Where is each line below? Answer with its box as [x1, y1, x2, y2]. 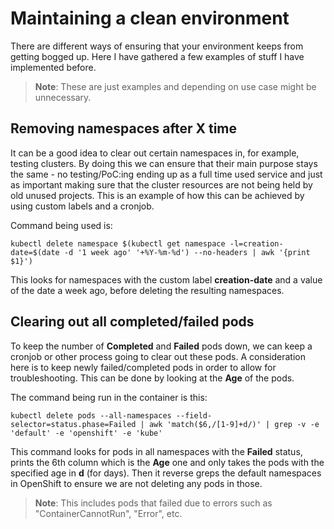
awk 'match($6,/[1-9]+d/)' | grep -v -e [148, 419, 320, 429]
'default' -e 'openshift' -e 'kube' [10, 428, 163, 438]
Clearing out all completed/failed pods [10, 313, 255, 331]
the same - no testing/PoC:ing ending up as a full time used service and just [10, 168, 323, 180]
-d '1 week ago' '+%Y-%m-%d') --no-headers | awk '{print [63, 247, 311, 257]
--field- [175, 410, 213, 421]
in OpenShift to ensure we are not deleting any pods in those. [10, 477, 263, 489]
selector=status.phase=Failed [10, 419, 137, 429]
